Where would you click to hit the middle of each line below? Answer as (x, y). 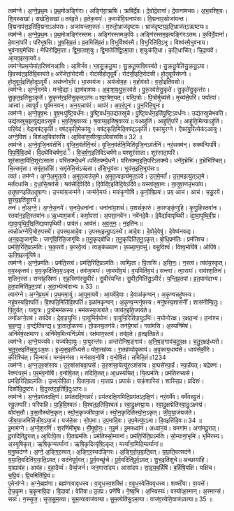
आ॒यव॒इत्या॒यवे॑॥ (24, 58)
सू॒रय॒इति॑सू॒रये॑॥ (24, 200)
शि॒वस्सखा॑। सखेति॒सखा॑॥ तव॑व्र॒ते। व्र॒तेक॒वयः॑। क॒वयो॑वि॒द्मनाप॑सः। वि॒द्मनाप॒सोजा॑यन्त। (98, 19)
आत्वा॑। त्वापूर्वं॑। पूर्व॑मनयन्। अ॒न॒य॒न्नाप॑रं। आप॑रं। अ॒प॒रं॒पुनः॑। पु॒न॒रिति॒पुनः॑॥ (86, 105)
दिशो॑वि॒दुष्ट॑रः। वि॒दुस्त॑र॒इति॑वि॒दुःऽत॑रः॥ (47, 389)
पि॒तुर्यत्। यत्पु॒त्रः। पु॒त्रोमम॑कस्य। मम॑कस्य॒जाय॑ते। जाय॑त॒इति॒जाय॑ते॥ (80, 310)
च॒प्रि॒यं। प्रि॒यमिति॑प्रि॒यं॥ (31, 475)
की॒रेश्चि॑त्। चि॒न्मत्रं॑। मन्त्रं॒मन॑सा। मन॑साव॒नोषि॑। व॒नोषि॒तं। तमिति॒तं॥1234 (87, 357)
